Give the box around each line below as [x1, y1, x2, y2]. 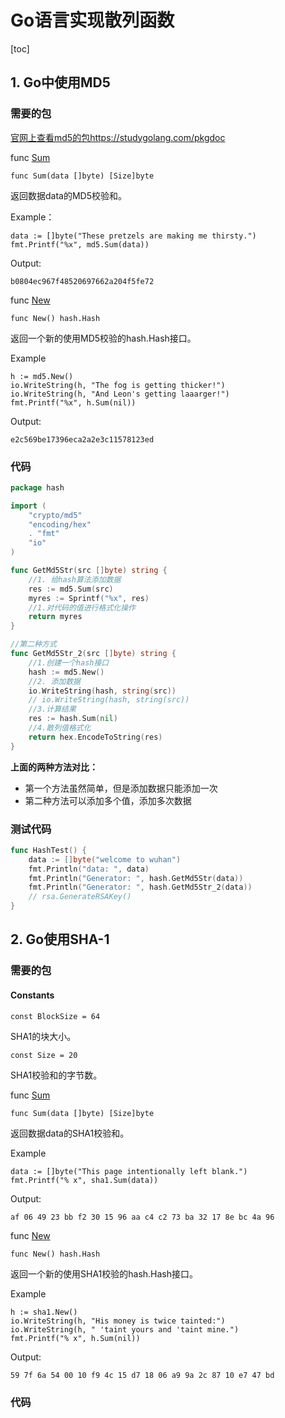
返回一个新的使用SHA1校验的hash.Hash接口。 [10, 1267, 199, 1280]
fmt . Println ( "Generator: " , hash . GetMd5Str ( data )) [28, 873, 244, 883]
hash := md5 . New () [28, 667, 105, 677]
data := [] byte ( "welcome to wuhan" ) [28, 854, 182, 865]
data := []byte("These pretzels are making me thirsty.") [10, 231, 257, 241]
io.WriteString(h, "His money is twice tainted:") [10, 1316, 226, 1326]
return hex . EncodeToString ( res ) [28, 732, 163, 742]
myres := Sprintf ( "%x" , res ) [28, 593, 150, 603]
